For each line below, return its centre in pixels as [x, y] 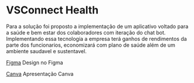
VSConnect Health [52, 10]
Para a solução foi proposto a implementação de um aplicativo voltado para [97, 26]
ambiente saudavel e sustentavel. [46, 51]
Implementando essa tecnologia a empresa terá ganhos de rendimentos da [97, 39]
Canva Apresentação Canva [40, 74]
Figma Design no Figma [35, 63]
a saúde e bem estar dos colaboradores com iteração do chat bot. [86, 32]
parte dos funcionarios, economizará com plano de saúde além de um [91, 45]
